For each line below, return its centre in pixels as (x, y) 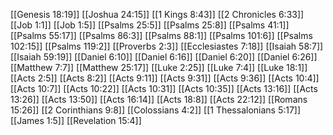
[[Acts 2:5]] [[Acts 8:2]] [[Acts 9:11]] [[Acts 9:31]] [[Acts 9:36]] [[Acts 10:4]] (165, 78)
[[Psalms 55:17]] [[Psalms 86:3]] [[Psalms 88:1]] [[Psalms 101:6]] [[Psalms (161, 35)
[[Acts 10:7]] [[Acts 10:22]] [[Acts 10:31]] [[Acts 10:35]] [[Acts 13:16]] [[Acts (164, 88)
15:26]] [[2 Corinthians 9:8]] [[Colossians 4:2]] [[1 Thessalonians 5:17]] (156, 110)
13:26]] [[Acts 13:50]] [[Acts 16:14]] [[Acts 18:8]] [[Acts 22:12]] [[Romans (159, 99)
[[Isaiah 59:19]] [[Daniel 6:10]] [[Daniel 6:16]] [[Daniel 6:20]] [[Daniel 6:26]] (164, 57)
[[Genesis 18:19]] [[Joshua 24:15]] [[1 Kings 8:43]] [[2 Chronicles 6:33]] (157, 14)
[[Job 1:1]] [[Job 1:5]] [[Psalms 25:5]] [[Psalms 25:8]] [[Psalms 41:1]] (150, 25)
